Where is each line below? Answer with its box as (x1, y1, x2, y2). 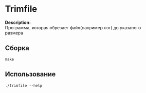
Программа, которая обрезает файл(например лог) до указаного (5, 24, 141, 30)
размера (5, 30, 23, 36)
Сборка (5, 44, 29, 52)
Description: (5, 19, 31, 25)
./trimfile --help (5, 83, 42, 88)
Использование (5, 70, 56, 78)
